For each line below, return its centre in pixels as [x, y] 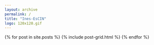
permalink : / [18, 14]
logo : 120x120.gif [23, 23]
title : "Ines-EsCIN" [26, 19]
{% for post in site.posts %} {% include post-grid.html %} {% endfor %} [77, 37]
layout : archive [21, 10]
